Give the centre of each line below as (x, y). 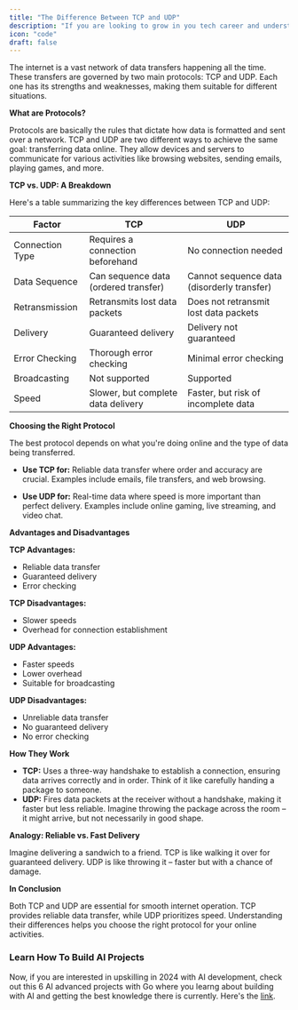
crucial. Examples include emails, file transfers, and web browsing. (144, 479)
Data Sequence (46, 282)
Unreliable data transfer (65, 717)
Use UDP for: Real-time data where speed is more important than (141, 497)
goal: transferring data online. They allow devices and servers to (127, 149)
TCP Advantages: (42, 550)
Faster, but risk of (224, 393)
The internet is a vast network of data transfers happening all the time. (138, 68)
